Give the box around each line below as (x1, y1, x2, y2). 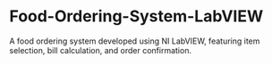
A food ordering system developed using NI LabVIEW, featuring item (9, 36, 260, 46)
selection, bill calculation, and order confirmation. (9, 44, 192, 55)
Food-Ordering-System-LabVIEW (9, 6, 264, 27)
